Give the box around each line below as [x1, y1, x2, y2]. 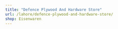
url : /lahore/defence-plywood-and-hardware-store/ [5, 12, 113, 17]
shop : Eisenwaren [5, 16, 42, 21]
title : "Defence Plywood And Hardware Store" [5, 7, 102, 12]
